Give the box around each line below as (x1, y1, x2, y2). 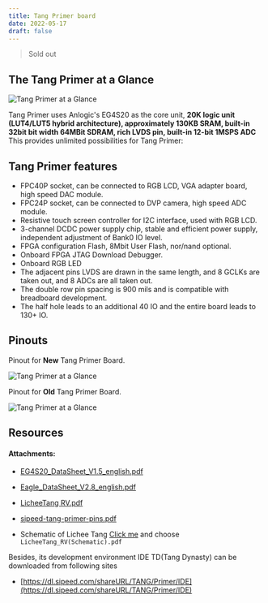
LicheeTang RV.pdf (19, 498, 83, 508)
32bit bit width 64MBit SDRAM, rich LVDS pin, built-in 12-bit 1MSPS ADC (8, 127, 257, 137)
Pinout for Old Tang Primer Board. (8, 386, 121, 396)
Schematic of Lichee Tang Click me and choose (19, 529, 180, 540)
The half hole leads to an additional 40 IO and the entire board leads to (19, 302, 257, 311)
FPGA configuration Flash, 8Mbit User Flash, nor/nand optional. (19, 241, 232, 251)
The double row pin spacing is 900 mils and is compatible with (19, 285, 229, 294)
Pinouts (8, 334, 49, 347)
